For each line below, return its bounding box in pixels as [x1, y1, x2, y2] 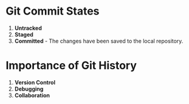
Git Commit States [5, 4, 100, 18]
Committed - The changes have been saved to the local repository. [14, 37, 184, 44]
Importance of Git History [5, 59, 137, 72]
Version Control [14, 78, 56, 86]
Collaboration [14, 91, 50, 99]
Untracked [14, 24, 42, 32]
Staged [14, 30, 34, 38]
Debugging [14, 85, 44, 92]
